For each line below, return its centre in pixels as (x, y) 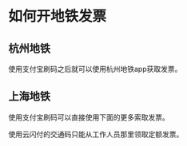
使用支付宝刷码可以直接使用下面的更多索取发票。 (89, 117)
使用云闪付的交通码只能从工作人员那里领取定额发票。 (96, 134)
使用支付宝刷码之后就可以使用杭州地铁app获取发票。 (95, 69)
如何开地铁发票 (58, 16)
